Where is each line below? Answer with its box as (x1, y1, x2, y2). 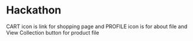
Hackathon (6, 4, 62, 17)
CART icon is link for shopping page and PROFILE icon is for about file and (6, 23, 188, 30)
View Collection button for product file (6, 29, 99, 36)
